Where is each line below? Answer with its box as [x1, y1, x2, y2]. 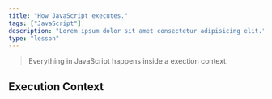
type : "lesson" [8, 34, 60, 43]
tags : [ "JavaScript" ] [8, 19, 82, 27]
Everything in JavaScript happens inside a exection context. [28, 56, 228, 66]
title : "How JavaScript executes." [8, 11, 129, 20]
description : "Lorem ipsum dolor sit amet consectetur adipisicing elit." [8, 27, 266, 35]
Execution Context [8, 80, 104, 93]
